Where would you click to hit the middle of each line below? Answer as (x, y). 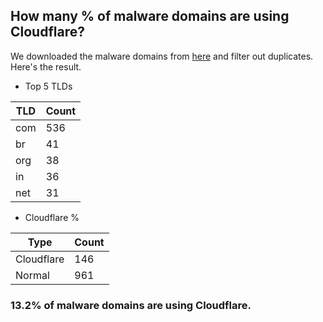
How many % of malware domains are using (150, 16)
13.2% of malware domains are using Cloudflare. (131, 305)
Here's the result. (46, 66)
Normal (32, 275)
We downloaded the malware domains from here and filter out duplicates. (162, 56)
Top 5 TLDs (48, 86)
